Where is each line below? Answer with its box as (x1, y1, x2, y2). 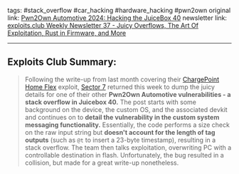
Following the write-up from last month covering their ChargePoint (24, 75, 219, 83)
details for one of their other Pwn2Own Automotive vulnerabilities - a (24, 90, 231, 98)
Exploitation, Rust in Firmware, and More (7, 29, 127, 37)
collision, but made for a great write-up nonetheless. (24, 158, 179, 167)
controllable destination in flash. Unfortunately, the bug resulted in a (24, 150, 224, 159)
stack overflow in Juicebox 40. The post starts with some (24, 98, 197, 106)
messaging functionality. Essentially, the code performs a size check (24, 121, 230, 129)
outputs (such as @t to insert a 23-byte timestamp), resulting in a (24, 135, 216, 144)
